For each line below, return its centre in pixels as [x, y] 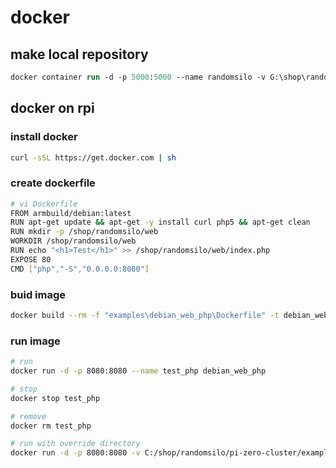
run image [35, 341]
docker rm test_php [51, 426]
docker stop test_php [55, 398]
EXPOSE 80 [31, 259]
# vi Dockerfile [44, 204]
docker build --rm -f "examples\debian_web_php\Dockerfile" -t [145, 316]
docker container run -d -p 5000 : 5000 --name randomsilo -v [138, 77]
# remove [28, 416]
